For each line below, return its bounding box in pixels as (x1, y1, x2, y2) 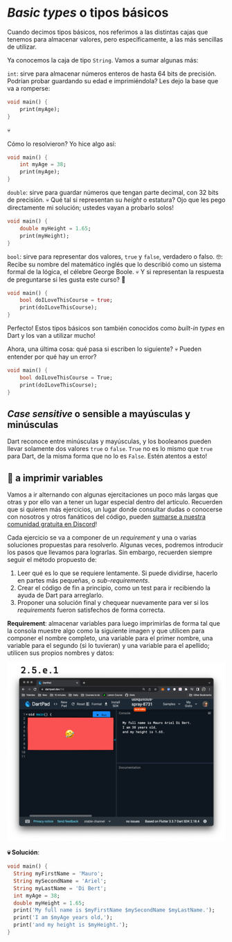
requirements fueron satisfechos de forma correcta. (17, 606, 166, 615)
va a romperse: (7, 84, 51, 92)
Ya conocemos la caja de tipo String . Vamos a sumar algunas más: (7, 55, 199, 64)
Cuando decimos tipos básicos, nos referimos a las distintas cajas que (7, 28, 208, 36)
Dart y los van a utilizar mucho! (7, 332, 96, 340)
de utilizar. (7, 42, 37, 51)
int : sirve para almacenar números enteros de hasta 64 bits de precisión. (7, 69, 217, 78)
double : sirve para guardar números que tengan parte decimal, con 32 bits (7, 189, 219, 197)
